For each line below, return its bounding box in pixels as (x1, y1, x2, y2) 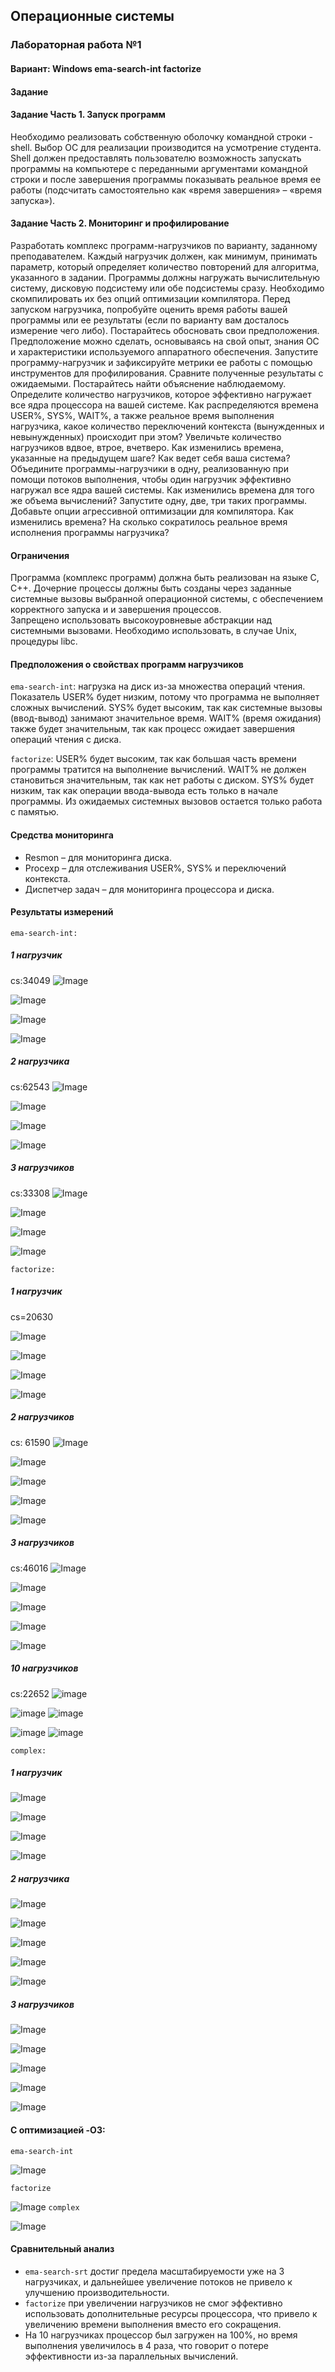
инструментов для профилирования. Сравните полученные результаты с (10, 367, 324, 379)
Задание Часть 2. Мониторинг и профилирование (10, 217, 230, 229)
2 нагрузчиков (10, 1411, 75, 1423)
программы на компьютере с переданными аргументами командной (10, 162, 308, 174)
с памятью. (10, 806, 59, 818)
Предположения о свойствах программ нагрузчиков (10, 658, 244, 670)
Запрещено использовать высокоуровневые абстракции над (10, 614, 273, 626)
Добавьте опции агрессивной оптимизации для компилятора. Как (10, 505, 294, 517)
